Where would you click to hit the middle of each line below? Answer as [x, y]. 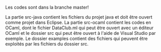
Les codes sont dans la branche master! [47, 7]
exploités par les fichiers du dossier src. [47, 44]
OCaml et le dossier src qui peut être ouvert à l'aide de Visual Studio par [80, 33]
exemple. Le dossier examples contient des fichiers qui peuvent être [76, 38]
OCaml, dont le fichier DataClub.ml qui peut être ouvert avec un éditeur [79, 28]
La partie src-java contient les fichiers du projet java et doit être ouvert [79, 17]
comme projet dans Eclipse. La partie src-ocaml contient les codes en [78, 22]
